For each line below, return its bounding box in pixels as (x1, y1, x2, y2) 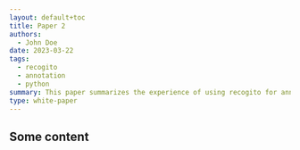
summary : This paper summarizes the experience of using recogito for (9, 87, 278, 96)
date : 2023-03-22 (9, 46, 74, 55)
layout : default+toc (9, 12, 87, 22)
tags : (9, 54, 29, 63)
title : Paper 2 (9, 21, 66, 30)
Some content (9, 129, 89, 144)
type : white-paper (9, 96, 78, 105)
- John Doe (17, 37, 58, 47)
